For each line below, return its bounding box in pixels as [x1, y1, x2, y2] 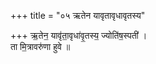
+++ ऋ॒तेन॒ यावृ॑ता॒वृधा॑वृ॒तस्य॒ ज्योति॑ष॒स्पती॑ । [10, 30, 148, 41]
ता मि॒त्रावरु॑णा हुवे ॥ [10, 41, 71, 52]
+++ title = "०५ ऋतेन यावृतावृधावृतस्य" [10, 10, 146, 21]
